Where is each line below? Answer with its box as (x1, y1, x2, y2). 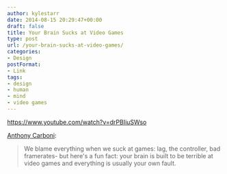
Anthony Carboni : (7, 131, 57, 139)
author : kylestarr (7, 10, 59, 17)
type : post (7, 36, 38, 42)
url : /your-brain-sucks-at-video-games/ (7, 42, 124, 49)
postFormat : (7, 61, 41, 68)
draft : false (7, 23, 44, 29)
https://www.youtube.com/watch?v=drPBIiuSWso (7, 118, 147, 126)
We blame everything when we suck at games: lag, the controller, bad (23, 145, 221, 153)
